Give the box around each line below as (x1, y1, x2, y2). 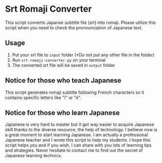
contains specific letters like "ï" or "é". (5, 94, 81, 101)
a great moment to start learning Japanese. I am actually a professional (5, 132, 148, 138)
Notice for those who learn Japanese (5, 108, 120, 117)
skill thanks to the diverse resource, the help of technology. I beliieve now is (5, 127, 158, 133)
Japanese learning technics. (5, 153, 62, 159)
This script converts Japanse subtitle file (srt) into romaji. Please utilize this (5, 20, 156, 25)
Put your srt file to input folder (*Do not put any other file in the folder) (12, 52, 155, 58)
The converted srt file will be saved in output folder (12, 62, 116, 68)
